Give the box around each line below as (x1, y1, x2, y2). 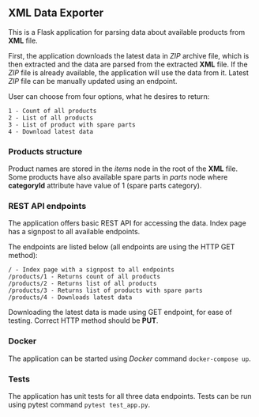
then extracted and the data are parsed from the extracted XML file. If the (8, 59, 248, 69)
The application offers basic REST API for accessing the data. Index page (8, 218, 246, 228)
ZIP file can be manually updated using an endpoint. (8, 76, 178, 85)
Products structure (8, 146, 83, 157)
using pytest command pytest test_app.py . (8, 400, 151, 409)
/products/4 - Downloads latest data (8, 294, 133, 301)
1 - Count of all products (8, 107, 97, 115)
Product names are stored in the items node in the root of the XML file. (8, 164, 238, 173)
